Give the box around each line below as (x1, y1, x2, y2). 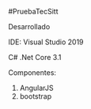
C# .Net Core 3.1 (8, 53, 62, 62)
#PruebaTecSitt (8, 7, 59, 16)
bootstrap (19, 92, 52, 101)
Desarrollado (8, 22, 51, 31)
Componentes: (8, 68, 57, 77)
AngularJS (19, 83, 54, 92)
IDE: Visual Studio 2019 (8, 37, 85, 47)
